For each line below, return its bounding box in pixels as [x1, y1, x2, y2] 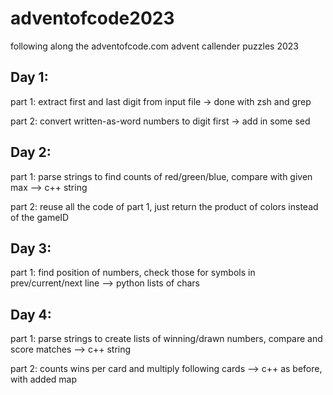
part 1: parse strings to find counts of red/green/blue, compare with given [10, 170, 313, 182]
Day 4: [10, 306, 52, 323]
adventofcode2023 [10, 7, 175, 30]
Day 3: [10, 240, 52, 257]
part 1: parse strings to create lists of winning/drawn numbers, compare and [10, 333, 323, 345]
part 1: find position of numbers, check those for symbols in [10, 267, 256, 279]
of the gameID [10, 211, 70, 223]
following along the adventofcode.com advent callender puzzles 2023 [10, 40, 299, 52]
